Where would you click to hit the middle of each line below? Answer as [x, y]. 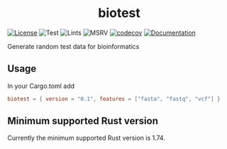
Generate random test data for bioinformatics [73, 46]
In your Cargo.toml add [41, 86]
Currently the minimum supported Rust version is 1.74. [86, 138]
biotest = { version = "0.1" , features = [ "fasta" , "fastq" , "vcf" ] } [114, 99]
